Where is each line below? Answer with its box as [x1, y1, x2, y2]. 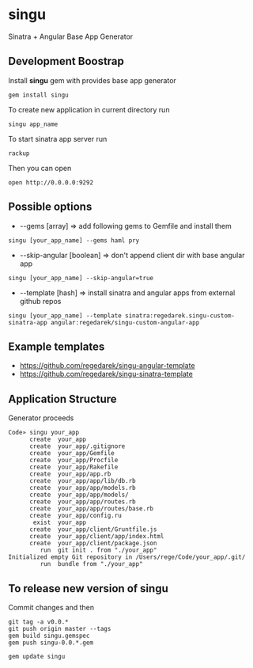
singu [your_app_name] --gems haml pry [8, 236, 140, 245]
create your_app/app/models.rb [28, 484, 136, 492]
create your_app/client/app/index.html [28, 533, 164, 541]
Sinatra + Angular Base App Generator [8, 32, 134, 41]
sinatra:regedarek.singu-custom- [125, 311, 236, 320]
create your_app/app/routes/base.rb [28, 505, 154, 513]
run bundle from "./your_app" [40, 560, 144, 568]
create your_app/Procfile [28, 457, 119, 465]
